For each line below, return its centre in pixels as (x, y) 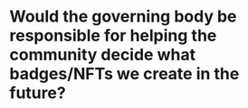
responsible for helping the (113, 36)
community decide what (103, 55)
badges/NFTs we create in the (124, 74)
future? (38, 93)
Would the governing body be (123, 17)
